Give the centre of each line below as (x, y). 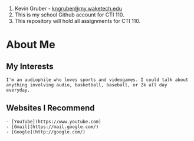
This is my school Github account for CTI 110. (70, 15)
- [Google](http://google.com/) (46, 132)
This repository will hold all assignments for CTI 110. (78, 21)
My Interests (30, 66)
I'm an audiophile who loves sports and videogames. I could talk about (97, 80)
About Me (31, 45)
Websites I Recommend (50, 108)
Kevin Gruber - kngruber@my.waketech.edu (68, 9)
